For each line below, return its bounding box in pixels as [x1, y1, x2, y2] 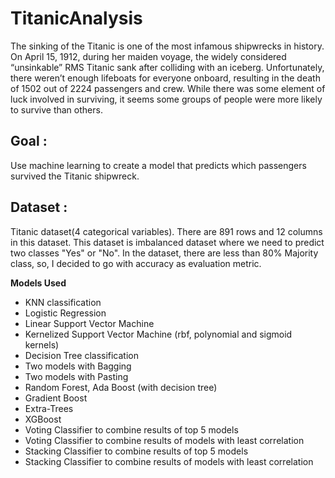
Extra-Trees [24, 402, 74, 414]
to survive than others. [10, 103, 103, 116]
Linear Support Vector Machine [24, 317, 155, 329]
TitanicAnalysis [10, 7, 143, 30]
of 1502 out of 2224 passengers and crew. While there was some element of [10, 82, 326, 94]
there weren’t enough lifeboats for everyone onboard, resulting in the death [10, 72, 321, 84]
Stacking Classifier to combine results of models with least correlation [24, 455, 314, 467]
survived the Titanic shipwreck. [10, 170, 140, 182]
